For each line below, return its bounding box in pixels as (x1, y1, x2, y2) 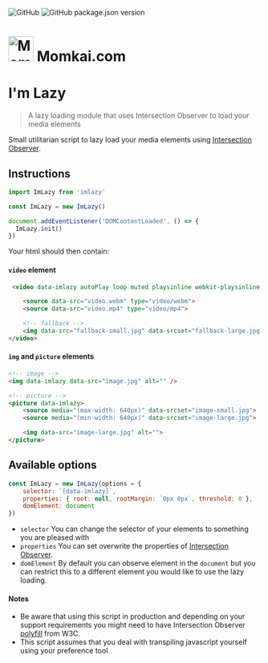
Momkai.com (36, 47, 127, 66)
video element (8, 265, 56, 274)
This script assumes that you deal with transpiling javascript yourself (19, 637, 247, 647)
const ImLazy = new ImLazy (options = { (8, 480, 142, 488)
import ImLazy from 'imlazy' (8, 187, 106, 196)
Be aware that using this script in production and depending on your (19, 612, 246, 621)
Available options (8, 459, 98, 472)
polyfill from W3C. (19, 628, 81, 639)
